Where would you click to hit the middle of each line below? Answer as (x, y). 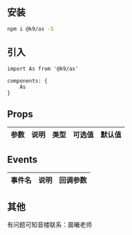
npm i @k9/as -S (30, 29)
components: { (28, 81)
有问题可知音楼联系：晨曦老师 (49, 225)
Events (22, 159)
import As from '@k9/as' (43, 69)
